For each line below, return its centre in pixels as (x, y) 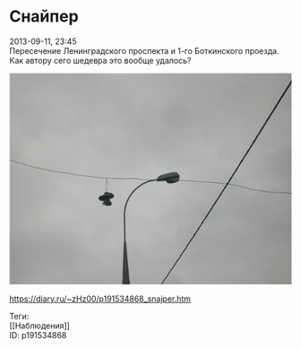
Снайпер (44, 17)
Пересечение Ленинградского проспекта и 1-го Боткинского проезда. (144, 50)
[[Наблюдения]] (39, 326)
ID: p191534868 (38, 336)
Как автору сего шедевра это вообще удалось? (100, 60)
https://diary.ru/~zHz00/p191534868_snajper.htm (100, 299)
